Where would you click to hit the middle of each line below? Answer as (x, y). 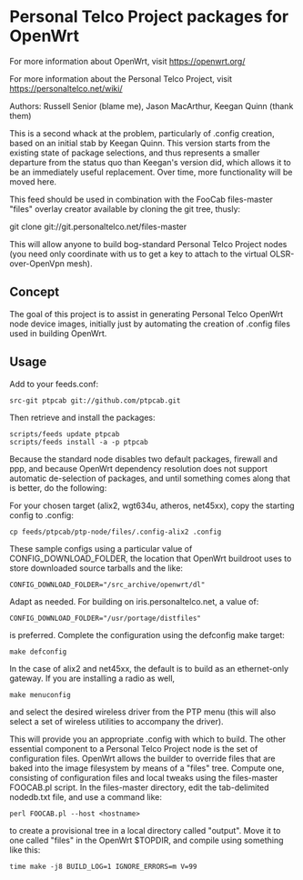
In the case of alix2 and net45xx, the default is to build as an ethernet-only (149, 668)
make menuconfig (40, 695)
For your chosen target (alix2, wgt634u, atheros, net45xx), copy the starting (152, 505)
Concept (35, 292)
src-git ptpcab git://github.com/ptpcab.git (95, 400)
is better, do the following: (58, 487)
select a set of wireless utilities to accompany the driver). (117, 721)
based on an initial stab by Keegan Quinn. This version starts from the (140, 143)
